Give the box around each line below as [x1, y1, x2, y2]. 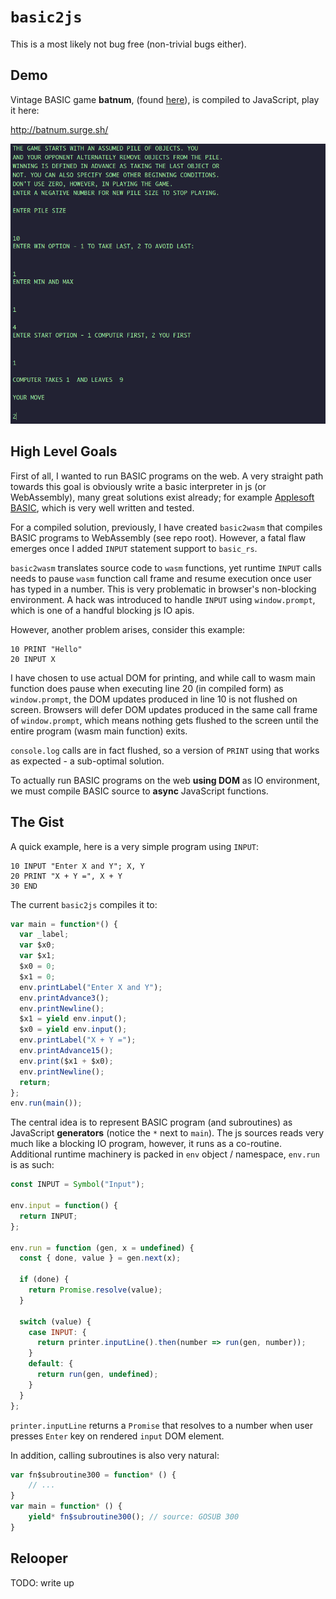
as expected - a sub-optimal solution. [10, 755, 165, 767]
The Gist [10, 814, 65, 831]
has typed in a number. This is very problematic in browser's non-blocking [10, 583, 317, 595]
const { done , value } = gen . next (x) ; [19, 1253, 182, 1264]
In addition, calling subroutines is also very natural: [10, 1449, 220, 1461]
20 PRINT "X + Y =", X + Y [10, 871, 123, 881]
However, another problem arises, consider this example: [10, 623, 246, 635]
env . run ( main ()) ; [10, 1098, 83, 1109]
